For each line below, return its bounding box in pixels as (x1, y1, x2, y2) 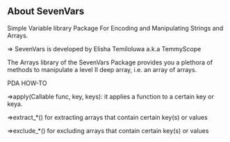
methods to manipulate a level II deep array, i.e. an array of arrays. (7, 65, 197, 73)
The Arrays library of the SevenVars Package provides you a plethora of (7, 58, 213, 66)
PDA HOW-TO (7, 79, 47, 87)
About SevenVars (7, 6, 85, 17)
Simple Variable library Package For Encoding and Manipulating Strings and (7, 24, 224, 32)
